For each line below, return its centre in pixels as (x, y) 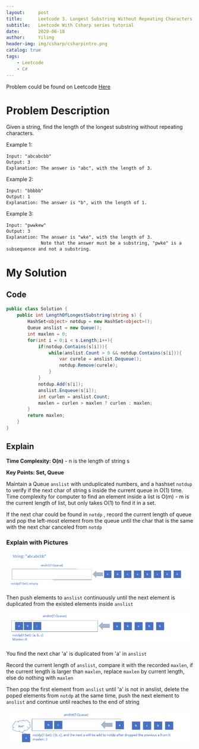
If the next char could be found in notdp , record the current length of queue (99, 514)
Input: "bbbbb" (25, 191)
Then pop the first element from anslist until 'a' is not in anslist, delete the (97, 689)
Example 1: (19, 145)
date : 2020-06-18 (36, 31)
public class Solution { (37, 309)
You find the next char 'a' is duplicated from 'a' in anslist (77, 653)
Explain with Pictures (37, 542)
